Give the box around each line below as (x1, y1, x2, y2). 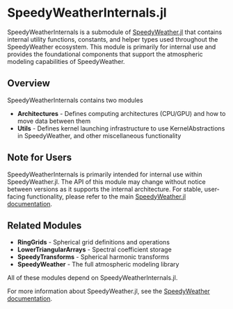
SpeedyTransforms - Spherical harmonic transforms (17, 253, 170, 261)
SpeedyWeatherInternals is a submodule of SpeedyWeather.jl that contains (7, 28, 223, 36)
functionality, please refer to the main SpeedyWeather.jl (26, 192, 186, 201)
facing (7, 192, 26, 201)
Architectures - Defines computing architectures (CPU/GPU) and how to (17, 109, 226, 117)
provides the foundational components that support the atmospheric (7, 50, 203, 58)
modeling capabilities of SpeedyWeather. (7, 57, 125, 65)
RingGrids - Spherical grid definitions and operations (17, 238, 170, 247)
